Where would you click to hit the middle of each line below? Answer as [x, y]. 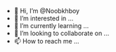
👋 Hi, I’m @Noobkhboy [46, 11]
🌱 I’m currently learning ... [51, 26]
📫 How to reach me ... [46, 41]
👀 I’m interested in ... [44, 18]
